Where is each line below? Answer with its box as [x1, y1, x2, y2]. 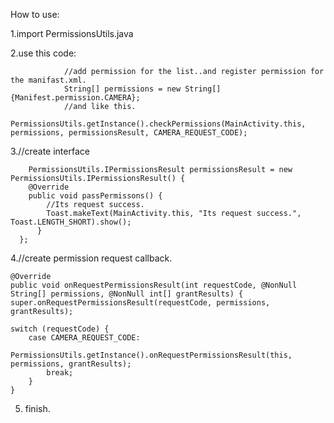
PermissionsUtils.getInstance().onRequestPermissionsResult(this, [10, 350, 293, 360]
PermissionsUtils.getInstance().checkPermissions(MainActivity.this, [10, 119, 307, 129]
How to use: [10, 9, 60, 20]
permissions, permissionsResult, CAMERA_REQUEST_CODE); [10, 128, 248, 138]
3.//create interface [10, 145, 90, 157]
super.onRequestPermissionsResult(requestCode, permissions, [10, 298, 271, 308]
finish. [24, 403, 51, 414]
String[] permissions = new [63, 84, 182, 94]
